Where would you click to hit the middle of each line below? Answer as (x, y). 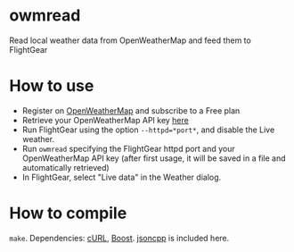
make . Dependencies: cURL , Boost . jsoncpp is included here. (119, 238)
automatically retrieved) (65, 167)
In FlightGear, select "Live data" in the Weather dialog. (122, 177)
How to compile (68, 213)
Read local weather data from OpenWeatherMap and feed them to (130, 40)
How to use (52, 86)
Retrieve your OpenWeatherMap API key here (105, 120)
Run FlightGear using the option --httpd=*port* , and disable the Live (148, 130)
